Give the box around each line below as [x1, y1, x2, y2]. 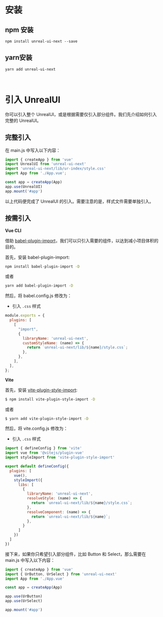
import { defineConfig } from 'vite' [5, 446, 82, 451]
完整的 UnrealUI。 [5, 118, 42, 123]
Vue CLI [5, 227, 22, 234]
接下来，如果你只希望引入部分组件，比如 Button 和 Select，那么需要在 [5, 551, 146, 557]
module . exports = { [5, 313, 45, 318]
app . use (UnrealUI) [5, 184, 43, 189]
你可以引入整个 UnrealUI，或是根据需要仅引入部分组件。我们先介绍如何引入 [5, 111, 157, 117]
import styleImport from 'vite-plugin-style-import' [5, 455, 115, 460]
